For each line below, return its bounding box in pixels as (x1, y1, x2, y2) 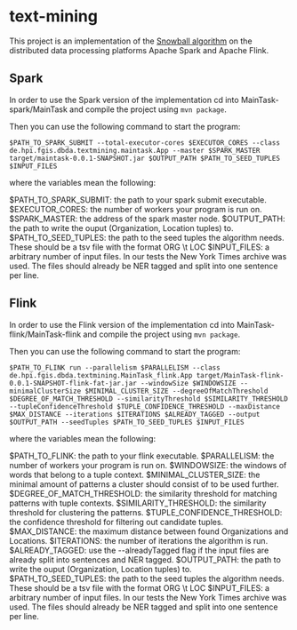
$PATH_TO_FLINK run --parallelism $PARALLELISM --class (9, 363, 221, 372)
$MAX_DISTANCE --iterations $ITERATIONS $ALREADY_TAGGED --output (9, 410, 261, 419)
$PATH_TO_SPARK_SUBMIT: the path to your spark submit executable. (9, 194, 267, 205)
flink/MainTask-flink (9, 329, 82, 339)
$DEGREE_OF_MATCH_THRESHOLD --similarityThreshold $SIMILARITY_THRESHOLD (9, 394, 289, 403)
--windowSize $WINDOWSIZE (140, 379, 237, 387)
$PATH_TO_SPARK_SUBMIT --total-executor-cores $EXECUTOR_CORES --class (9, 138, 280, 148)
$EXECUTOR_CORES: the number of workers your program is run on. (9, 203, 262, 214)
